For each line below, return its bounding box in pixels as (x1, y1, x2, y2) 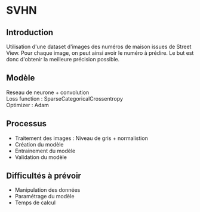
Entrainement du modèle (14, 147, 76, 154)
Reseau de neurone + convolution (6, 89, 90, 96)
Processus (6, 119, 47, 129)
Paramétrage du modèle (14, 193, 75, 200)
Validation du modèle (14, 153, 67, 161)
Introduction (6, 27, 54, 38)
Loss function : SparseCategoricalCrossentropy (6, 95, 124, 102)
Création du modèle (14, 141, 64, 148)
